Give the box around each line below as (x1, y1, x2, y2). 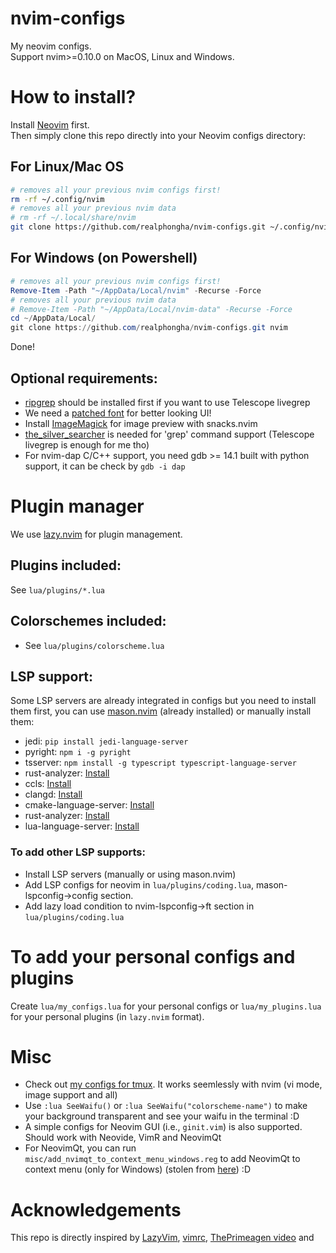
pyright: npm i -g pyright (24, 746, 132, 758)
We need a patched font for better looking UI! (24, 407, 212, 419)
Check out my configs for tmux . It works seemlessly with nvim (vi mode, (24, 1078, 323, 1091)
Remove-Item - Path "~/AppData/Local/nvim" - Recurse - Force (10, 285, 262, 296)
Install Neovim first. (10, 118, 90, 131)
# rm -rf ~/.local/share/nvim (10, 213, 137, 223)
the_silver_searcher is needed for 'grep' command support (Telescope (24, 428, 315, 440)
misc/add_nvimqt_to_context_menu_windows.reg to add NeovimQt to (24, 1153, 301, 1165)
